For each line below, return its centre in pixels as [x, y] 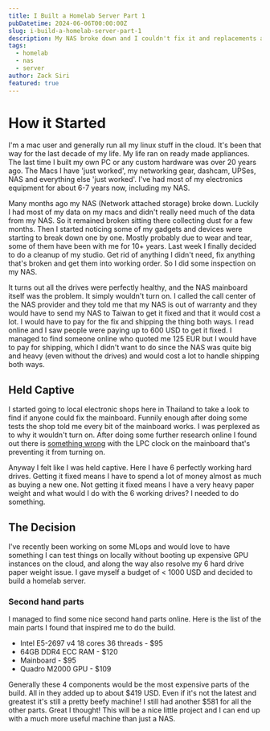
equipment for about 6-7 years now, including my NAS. [99, 188]
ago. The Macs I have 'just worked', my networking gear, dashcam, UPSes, [132, 171]
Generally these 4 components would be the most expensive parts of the [129, 684]
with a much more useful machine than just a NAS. [92, 719]
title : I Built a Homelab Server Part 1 [77, 16]
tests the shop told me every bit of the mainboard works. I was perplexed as [134, 427]
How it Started [57, 123]
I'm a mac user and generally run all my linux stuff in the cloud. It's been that [135, 145]
